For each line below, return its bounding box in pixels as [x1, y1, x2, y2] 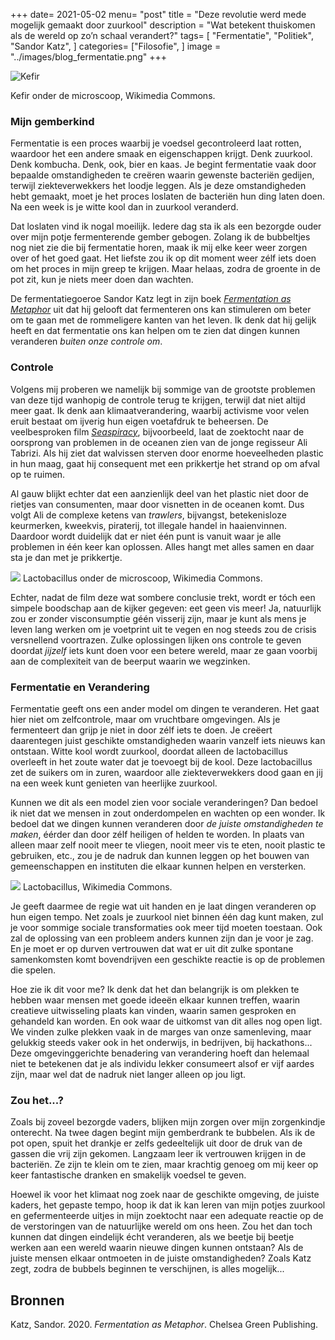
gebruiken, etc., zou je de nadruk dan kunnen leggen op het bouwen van [10, 849, 310, 861]
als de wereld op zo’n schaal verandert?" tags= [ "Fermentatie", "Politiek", [10, 30, 314, 41]
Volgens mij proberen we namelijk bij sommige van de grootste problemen [10, 383, 316, 395]
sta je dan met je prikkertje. [10, 551, 123, 563]
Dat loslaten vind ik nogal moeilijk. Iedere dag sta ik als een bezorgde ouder [10, 220, 322, 233]
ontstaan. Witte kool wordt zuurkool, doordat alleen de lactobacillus [10, 745, 288, 757]
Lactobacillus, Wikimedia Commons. [22, 880, 173, 893]
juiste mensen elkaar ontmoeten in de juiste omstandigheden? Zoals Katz [10, 1252, 312, 1264]
